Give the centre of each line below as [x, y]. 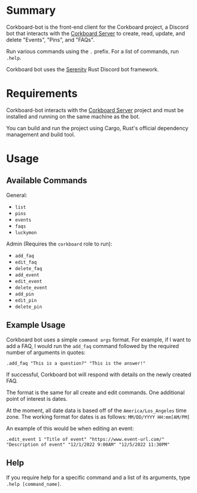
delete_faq [28, 268]
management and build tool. [41, 134]
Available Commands [47, 181]
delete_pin [28, 307]
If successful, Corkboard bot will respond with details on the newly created [99, 374]
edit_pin [26, 300]
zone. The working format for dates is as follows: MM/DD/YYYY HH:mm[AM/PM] [98, 416]
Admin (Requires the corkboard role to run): [59, 244]
